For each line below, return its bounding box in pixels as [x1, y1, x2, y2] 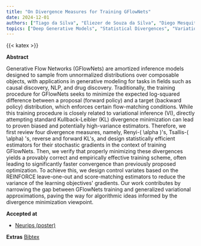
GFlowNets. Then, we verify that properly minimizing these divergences [6, 148, 184, 155]
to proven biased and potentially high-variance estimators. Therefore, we [6, 122, 187, 129]
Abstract [6, 53, 29, 60]
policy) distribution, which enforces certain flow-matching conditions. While [6, 103, 193, 111]
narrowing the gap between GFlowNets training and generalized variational [6, 186, 191, 193]
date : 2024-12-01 [6, 14, 50, 20]
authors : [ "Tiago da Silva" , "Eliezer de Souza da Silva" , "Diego [6, 20, 175, 26]
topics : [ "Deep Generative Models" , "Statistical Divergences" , [6, 25, 170, 32]
